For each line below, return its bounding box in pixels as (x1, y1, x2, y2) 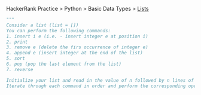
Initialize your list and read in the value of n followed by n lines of (6, 77, 194, 83)
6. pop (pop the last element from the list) (6, 61, 121, 67)
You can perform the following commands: (6, 27, 111, 33)
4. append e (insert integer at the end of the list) (6, 50, 144, 56)
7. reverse (6, 66, 33, 72)
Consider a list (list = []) (6, 22, 79, 28)
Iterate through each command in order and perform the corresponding (6, 83, 186, 89)
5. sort (6, 56, 26, 62)
